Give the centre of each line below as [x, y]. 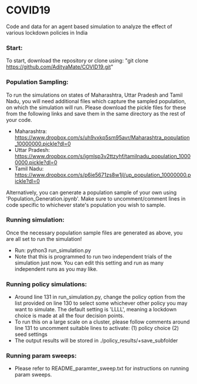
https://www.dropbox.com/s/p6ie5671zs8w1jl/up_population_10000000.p [103, 175]
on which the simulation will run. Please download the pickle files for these [96, 107]
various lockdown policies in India [47, 32]
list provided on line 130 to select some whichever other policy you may [101, 303]
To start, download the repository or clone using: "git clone [77, 61]
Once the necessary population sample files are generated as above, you [94, 233]
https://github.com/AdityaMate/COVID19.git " [60, 67]
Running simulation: [35, 220]
